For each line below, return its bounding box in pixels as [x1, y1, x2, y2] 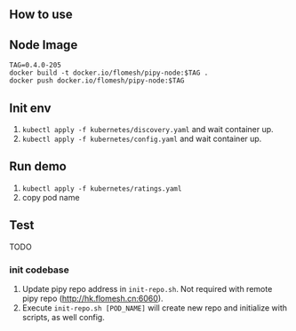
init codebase [9, 264, 69, 276]
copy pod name [21, 192, 80, 202]
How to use [9, 7, 73, 22]
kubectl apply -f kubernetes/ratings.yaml [21, 184, 182, 193]
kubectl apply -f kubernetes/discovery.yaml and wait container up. [21, 124, 274, 135]
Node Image [9, 37, 78, 52]
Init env [9, 100, 52, 115]
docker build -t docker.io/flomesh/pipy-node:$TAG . [9, 68, 209, 78]
